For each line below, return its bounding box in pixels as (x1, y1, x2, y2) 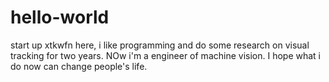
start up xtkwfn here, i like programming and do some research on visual (10, 39, 310, 51)
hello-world (10, 6, 110, 29)
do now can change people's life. (10, 60, 148, 72)
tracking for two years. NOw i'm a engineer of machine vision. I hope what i (10, 49, 322, 61)
